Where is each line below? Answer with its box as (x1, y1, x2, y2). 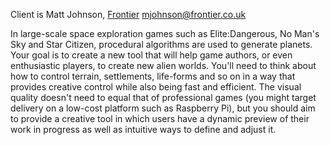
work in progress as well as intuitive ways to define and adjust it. (10, 124, 277, 135)
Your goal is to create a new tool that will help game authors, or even (10, 49, 293, 61)
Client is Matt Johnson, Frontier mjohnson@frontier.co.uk (10, 9, 247, 20)
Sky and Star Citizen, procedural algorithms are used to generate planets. (10, 39, 313, 50)
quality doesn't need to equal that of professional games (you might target (10, 92, 317, 103)
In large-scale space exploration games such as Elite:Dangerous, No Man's (10, 28, 320, 39)
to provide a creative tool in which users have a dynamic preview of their (10, 113, 310, 124)
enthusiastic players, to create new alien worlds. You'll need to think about (10, 60, 317, 71)
